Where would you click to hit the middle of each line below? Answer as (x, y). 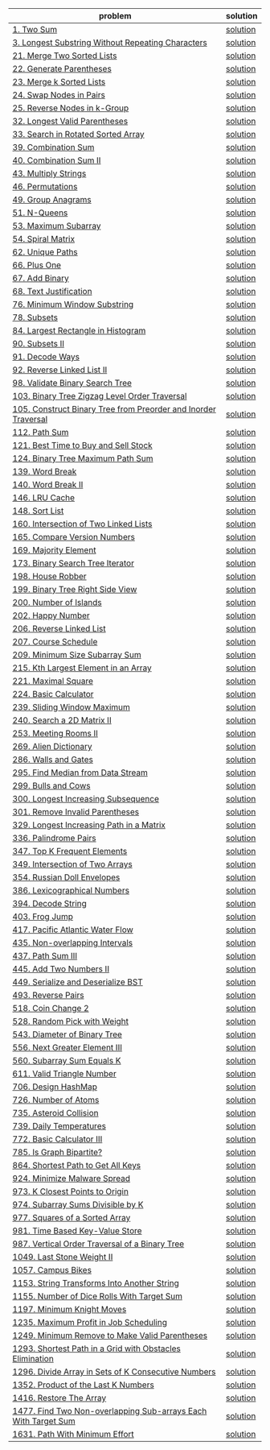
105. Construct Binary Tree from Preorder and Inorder (115, 409)
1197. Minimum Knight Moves (70, 1309)
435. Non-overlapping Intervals (73, 943)
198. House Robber (49, 576)
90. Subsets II (39, 344)
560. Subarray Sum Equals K (67, 1061)
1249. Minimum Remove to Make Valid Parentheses (110, 1335)
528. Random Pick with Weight (71, 1021)
